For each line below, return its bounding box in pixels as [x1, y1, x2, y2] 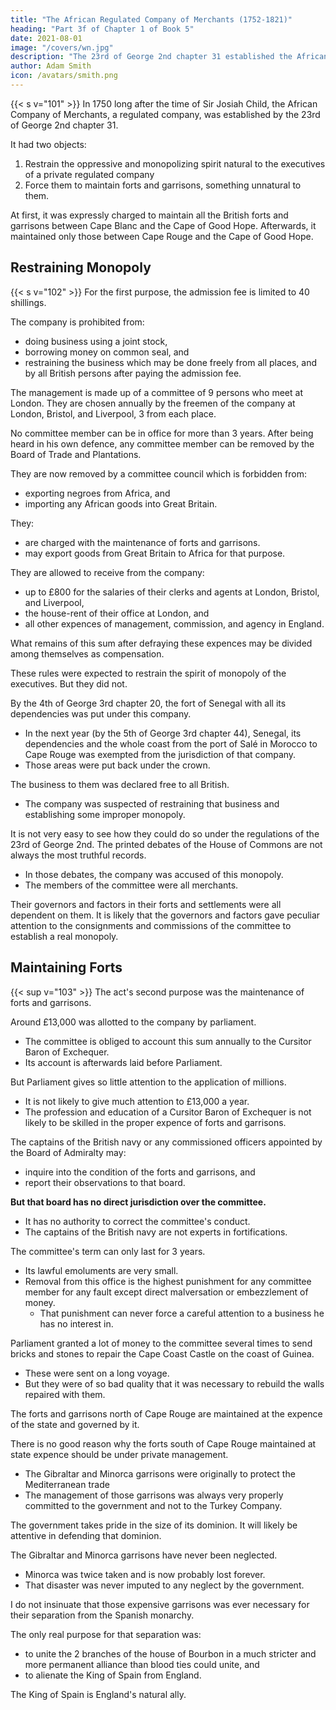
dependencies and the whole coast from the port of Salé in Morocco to [24, 737, 318, 750]
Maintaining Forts [10, 959, 123, 976]
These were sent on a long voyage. [24, 1367, 170, 1379]
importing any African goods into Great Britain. [24, 497, 218, 510]
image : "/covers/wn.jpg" [10, 42, 114, 53]
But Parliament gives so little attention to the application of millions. [10, 1076, 287, 1088]
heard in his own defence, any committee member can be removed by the [10, 437, 315, 450]
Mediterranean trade [24, 1478, 110, 1490]
